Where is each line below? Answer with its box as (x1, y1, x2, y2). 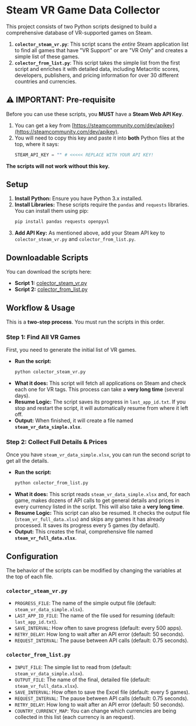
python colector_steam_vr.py (14, 369, 86, 375)
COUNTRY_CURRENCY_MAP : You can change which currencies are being (14, 707, 177, 714)
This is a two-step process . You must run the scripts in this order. (6, 318, 165, 325)
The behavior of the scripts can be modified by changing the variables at (6, 567, 182, 574)
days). (14, 392, 30, 399)
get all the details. (6, 457, 49, 464)
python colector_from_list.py (14, 480, 89, 486)
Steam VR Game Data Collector (6, 4, 160, 17)
